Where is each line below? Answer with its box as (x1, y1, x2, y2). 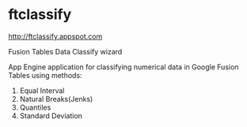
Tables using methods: (8, 70, 82, 80)
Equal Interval (19, 85, 65, 95)
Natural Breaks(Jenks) (19, 94, 93, 103)
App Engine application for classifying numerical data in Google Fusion (8, 62, 239, 72)
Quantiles (19, 103, 51, 112)
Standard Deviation (19, 110, 83, 120)
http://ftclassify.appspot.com (8, 32, 103, 41)
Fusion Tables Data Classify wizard (8, 47, 123, 56)
